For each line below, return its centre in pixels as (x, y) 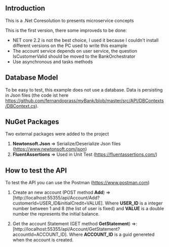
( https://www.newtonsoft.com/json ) (50, 149)
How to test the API (36, 170)
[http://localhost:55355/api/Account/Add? (56, 198)
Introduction (25, 8)
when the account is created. (43, 240)
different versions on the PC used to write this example (70, 46)
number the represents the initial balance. (56, 214)
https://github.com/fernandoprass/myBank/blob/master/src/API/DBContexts (85, 100)
